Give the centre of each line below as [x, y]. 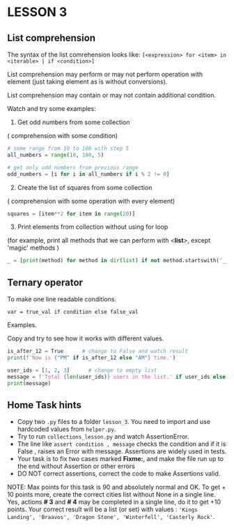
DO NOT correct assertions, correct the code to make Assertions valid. [119, 474]
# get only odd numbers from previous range [73, 167]
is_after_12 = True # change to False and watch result [98, 352]
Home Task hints [44, 405]
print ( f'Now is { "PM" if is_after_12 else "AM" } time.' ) [92, 357]
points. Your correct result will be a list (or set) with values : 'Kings [103, 509]
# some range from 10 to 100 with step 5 [68, 149]
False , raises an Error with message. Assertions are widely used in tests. [122, 451]
